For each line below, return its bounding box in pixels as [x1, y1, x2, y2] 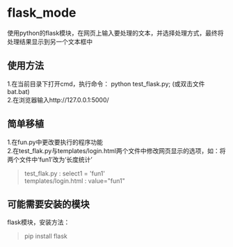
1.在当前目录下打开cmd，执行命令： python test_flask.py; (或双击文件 [7, 79, 205, 88]
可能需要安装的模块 [7, 198, 90, 210]
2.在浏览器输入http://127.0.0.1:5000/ [7, 95, 109, 104]
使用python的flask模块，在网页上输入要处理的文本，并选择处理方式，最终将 [7, 29, 224, 37]
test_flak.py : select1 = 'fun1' [24, 169, 106, 177]
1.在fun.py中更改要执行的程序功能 [7, 138, 103, 146]
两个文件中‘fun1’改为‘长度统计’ [7, 155, 93, 164]
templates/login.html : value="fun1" [24, 176, 125, 185]
